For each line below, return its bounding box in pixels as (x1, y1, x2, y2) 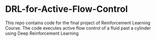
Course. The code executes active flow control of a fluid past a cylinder (5, 25, 151, 31)
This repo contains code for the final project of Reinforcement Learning (5, 20, 151, 26)
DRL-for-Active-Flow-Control (5, 3, 128, 15)
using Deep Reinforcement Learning (5, 30, 79, 36)
